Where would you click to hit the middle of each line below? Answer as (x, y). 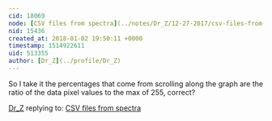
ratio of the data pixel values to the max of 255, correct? (102, 92)
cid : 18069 (27, 16)
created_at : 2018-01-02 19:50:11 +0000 (76, 38)
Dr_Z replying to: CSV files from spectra (75, 108)
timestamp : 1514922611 (47, 46)
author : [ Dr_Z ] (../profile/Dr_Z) (65, 61)
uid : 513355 (28, 53)
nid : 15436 (27, 31)
